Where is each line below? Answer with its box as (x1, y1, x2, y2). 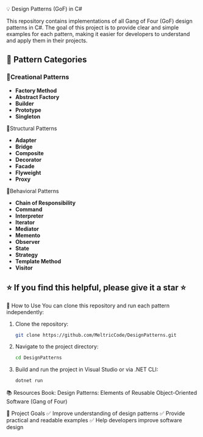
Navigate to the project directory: (15, 343, 99, 350)
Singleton (15, 112, 41, 120)
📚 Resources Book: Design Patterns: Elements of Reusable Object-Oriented (6, 389, 197, 397)
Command (15, 205, 43, 213)
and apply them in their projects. (6, 37, 88, 44)
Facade (15, 162, 35, 170)
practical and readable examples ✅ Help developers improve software (6, 417, 182, 424)
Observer (15, 238, 40, 245)
